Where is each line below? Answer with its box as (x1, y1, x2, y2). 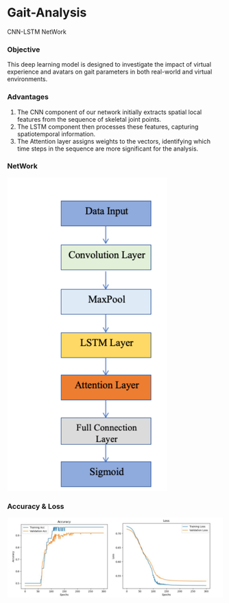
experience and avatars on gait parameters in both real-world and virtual (7, 67, 213, 76)
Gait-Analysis (7, 5, 87, 21)
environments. (7, 75, 48, 83)
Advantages (7, 92, 49, 102)
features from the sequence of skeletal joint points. (16, 115, 162, 123)
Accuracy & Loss (7, 501, 64, 511)
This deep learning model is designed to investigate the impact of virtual (7, 61, 211, 69)
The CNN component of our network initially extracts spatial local (16, 108, 202, 116)
